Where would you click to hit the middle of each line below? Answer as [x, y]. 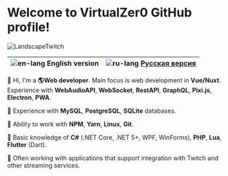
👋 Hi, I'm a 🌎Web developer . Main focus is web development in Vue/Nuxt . [114, 80]
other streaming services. [44, 165]
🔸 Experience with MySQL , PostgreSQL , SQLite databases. [92, 111]
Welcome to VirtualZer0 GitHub [99, 13]
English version [73, 63]
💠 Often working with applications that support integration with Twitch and [113, 158]
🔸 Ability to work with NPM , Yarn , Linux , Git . [70, 124]
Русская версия [168, 63]
